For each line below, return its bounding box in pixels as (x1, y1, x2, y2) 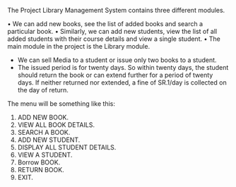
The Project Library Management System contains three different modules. (7, 6, 225, 14)
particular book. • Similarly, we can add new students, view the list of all (7, 28, 218, 35)
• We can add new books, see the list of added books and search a (7, 20, 203, 28)
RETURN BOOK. (17, 166, 65, 174)
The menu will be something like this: (7, 99, 115, 108)
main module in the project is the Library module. (7, 42, 151, 50)
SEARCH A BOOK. (17, 128, 71, 136)
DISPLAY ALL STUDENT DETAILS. (17, 143, 117, 151)
